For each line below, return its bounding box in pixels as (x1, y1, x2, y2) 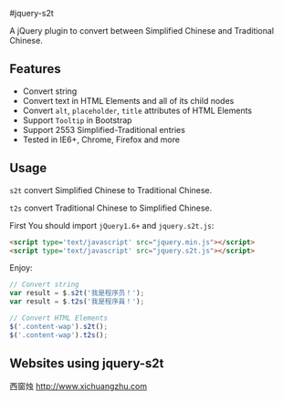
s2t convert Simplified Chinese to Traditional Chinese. (9, 184, 213, 195)
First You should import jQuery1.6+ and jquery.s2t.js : (9, 220, 215, 231)
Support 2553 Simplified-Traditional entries (22, 124, 185, 135)
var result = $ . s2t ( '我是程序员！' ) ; (9, 289, 145, 298)
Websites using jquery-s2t (9, 355, 164, 372)
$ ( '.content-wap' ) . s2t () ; (9, 322, 108, 331)
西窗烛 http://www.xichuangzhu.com (9, 381, 148, 392)
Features (9, 61, 61, 77)
